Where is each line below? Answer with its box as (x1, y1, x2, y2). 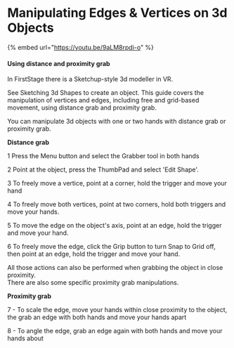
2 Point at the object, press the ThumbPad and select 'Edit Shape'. (7, 165, 199, 174)
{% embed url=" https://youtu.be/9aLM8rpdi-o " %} (7, 43, 155, 51)
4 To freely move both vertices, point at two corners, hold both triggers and (7, 200, 226, 209)
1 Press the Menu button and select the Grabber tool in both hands (7, 152, 200, 160)
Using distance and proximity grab (7, 59, 110, 67)
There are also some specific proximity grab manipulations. (7, 278, 179, 287)
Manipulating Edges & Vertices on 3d (7, 5, 228, 21)
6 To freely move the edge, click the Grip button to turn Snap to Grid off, (7, 243, 216, 251)
